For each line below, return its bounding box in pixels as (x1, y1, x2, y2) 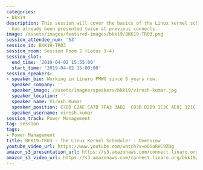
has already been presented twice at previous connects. (11, 25, 158, 32)
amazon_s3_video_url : (6, 154, 61, 160)
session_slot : (6, 54, 42, 60)
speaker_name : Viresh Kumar (11, 98, 83, 104)
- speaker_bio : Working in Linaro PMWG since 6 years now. (6, 76, 158, 82)
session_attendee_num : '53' (6, 37, 77, 43)
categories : (6, 8, 36, 15)
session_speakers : (6, 71, 53, 77)
